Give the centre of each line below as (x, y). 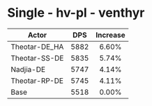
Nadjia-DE (28, 69)
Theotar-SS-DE (37, 58)
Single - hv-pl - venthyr (76, 13)
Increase (110, 35)
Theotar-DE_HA (37, 47)
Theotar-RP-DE (37, 80)
